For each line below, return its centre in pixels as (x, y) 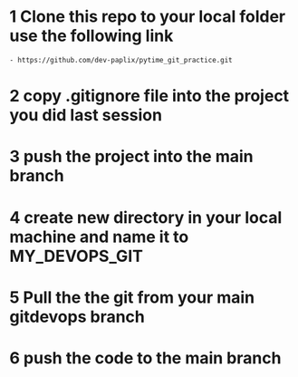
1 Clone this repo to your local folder (148, 17)
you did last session (86, 116)
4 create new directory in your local (146, 217)
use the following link (91, 36)
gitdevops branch (77, 317)
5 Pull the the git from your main (132, 297)
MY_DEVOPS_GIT (76, 256)
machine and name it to (99, 237)
